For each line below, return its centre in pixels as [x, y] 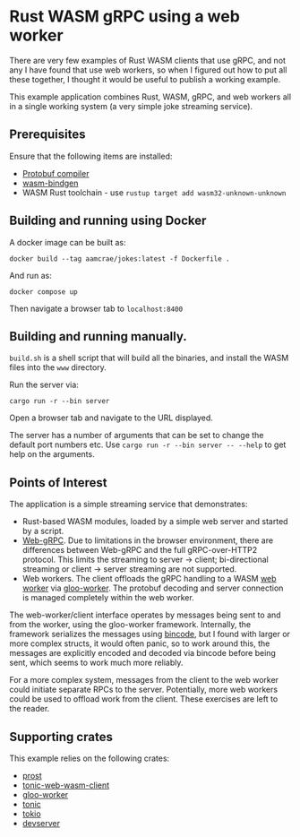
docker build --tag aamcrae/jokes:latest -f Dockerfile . [120, 259]
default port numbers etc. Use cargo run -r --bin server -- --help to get [148, 444]
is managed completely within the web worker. [108, 598]
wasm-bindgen [50, 183]
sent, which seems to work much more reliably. [96, 663]
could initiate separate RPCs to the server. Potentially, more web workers [144, 690]
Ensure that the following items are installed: [91, 156]
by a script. [43, 531]
